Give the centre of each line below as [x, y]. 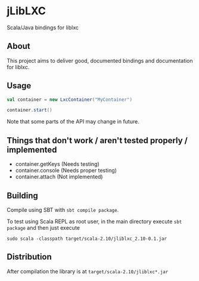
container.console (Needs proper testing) [66, 171]
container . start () [29, 110]
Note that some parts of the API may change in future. [73, 122]
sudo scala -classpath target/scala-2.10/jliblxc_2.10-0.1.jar [87, 239]
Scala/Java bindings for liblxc [43, 27]
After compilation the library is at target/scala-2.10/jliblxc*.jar [88, 271]
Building [22, 195]
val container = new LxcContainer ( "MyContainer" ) [70, 100]
